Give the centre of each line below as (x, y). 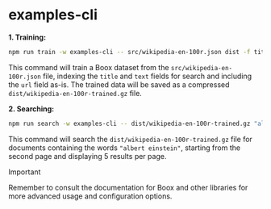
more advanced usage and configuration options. (90, 196)
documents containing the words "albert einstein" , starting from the (124, 148)
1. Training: (27, 37)
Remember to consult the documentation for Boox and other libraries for (128, 187)
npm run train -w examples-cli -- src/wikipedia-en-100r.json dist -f (129, 52)
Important (25, 172)
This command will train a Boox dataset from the (89, 67)
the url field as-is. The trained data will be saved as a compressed (119, 84)
